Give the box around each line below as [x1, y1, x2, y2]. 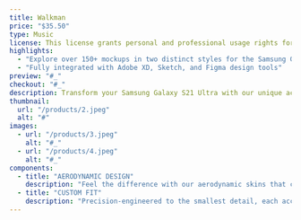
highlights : [9, 47, 54, 56]
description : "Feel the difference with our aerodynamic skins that [25, 180, 287, 189]
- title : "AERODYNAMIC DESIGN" [17, 172, 134, 180]
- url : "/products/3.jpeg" [17, 130, 118, 139]
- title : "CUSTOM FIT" [17, 189, 102, 198]
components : [9, 163, 54, 172]
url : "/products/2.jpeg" [17, 105, 110, 114]
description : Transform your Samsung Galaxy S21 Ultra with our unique [9, 88, 282, 97]
